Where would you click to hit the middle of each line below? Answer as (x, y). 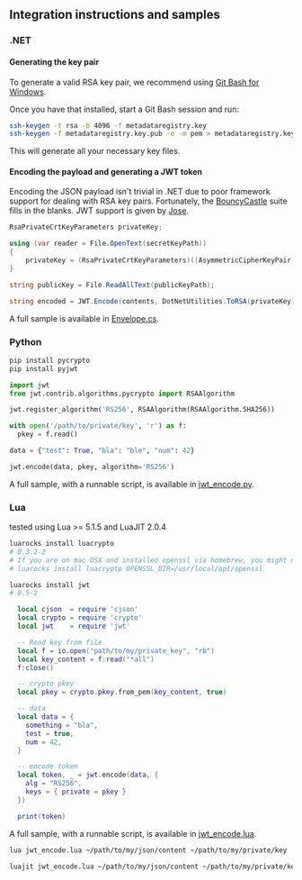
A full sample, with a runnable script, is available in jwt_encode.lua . (133, 833)
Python (26, 341)
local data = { (46, 717)
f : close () (36, 667)
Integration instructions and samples (115, 15)
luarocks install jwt (50, 585)
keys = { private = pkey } (76, 792)
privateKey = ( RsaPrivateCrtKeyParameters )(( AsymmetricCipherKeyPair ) (160, 260)
